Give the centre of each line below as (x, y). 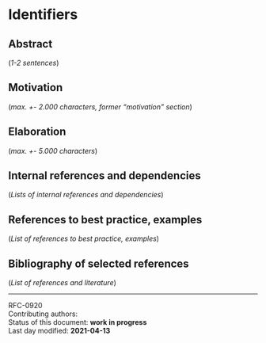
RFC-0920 (25, 306)
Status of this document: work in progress (78, 322)
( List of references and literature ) (63, 283)
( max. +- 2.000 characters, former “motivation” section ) (100, 107)
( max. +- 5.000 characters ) (53, 151)
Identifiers (43, 15)
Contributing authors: (43, 314)
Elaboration (37, 132)
